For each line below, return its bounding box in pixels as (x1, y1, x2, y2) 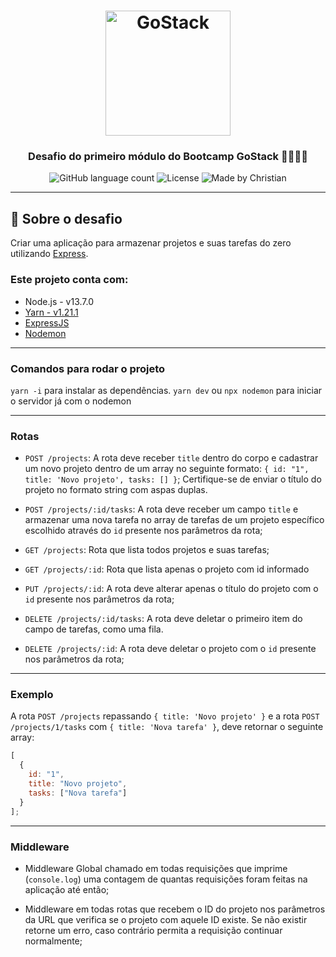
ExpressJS (24, 316, 70, 329)
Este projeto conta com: (10, 273, 129, 287)
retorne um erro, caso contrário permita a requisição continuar (24, 924, 283, 936)
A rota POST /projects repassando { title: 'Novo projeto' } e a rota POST (10, 710, 320, 722)
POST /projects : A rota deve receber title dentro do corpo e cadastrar (24, 452, 319, 464)
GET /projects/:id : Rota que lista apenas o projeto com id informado (24, 563, 310, 575)
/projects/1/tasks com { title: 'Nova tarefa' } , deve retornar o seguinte (10, 721, 324, 733)
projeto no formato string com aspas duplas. (24, 484, 208, 496)
